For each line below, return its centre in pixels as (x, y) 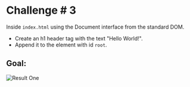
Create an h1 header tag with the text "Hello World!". (79, 38)
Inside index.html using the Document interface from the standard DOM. (95, 27)
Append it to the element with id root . (61, 45)
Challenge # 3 (41, 10)
